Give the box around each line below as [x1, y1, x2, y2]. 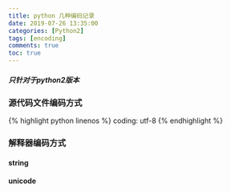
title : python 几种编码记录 [8, 11, 95, 20]
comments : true [8, 42, 59, 50]
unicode [8, 176, 37, 186]
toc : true [8, 49, 42, 57]
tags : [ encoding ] [8, 34, 67, 43]
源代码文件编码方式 [8, 97, 83, 108]
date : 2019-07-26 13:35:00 [8, 19, 99, 27]
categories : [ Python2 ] [8, 27, 84, 35]
